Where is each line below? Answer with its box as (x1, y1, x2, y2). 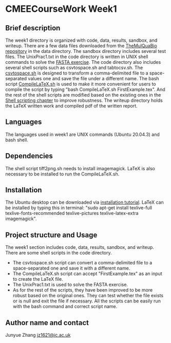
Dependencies (5, 152, 53, 160)
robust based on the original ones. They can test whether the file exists (12, 293, 163, 299)
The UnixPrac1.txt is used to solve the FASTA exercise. (12, 281, 128, 288)
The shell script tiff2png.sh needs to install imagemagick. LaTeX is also (5, 165, 155, 171)
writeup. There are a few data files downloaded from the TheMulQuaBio (5, 43, 158, 49)
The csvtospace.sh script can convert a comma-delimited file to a (12, 260, 153, 266)
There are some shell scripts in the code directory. (5, 250, 112, 256)
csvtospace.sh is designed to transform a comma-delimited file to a (5, 70, 148, 76)
